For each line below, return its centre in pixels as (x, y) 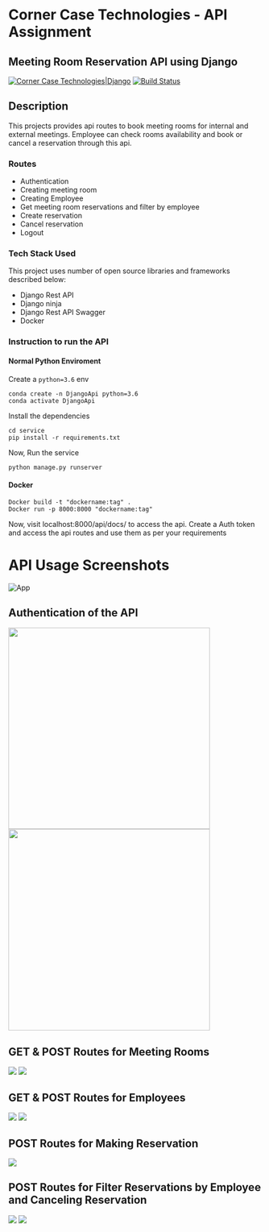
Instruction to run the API (58, 342)
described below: (37, 280)
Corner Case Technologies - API (118, 15)
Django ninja (41, 304)
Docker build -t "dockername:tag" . (70, 502)
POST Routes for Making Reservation (103, 1143)
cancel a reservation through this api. (70, 143)
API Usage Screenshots (89, 565)
